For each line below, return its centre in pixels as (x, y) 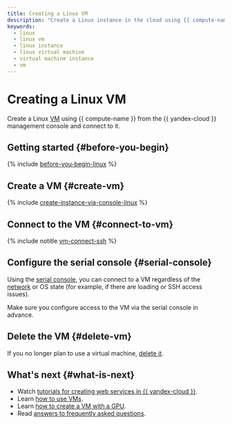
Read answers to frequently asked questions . (81, 414)
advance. (20, 315)
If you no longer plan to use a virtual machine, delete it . (85, 353)
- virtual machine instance (54, 59)
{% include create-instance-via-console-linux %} (77, 203)
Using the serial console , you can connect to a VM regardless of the (104, 279)
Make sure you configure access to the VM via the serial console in (103, 307)
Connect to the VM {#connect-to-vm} (90, 224)
